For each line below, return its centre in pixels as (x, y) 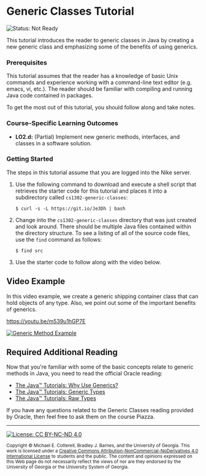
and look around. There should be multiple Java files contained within (103, 226)
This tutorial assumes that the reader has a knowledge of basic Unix (92, 76)
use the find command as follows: (59, 239)
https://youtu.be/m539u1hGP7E (46, 321)
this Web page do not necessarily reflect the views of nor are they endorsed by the (93, 462)
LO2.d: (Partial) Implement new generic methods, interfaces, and (97, 137)
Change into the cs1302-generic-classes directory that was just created (106, 220)
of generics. (21, 309)
